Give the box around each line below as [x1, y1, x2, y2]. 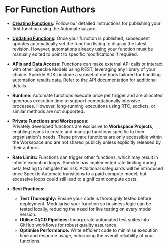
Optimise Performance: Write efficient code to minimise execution [19, 227, 158, 233]
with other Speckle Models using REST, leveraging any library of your [12, 66, 156, 72]
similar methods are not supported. [12, 108, 85, 114]
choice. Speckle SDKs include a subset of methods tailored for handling [12, 71, 161, 77]
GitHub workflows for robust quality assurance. [19, 222, 118, 228]
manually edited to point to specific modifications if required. [12, 51, 138, 57]
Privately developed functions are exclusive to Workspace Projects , [12, 123, 154, 129]
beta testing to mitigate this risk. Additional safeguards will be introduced [12, 165, 163, 171]
